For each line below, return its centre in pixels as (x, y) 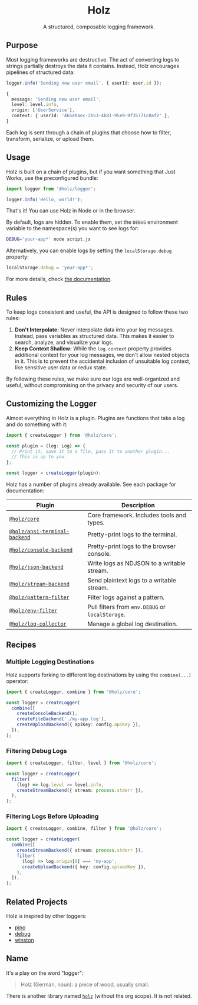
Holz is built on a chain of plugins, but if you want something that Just (91, 172)
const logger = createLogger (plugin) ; (54, 473)
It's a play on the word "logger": (45, 973)
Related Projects (37, 902)
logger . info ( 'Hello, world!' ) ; (44, 199)
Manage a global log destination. (133, 624)
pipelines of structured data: (40, 72)
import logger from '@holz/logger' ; (51, 189)
